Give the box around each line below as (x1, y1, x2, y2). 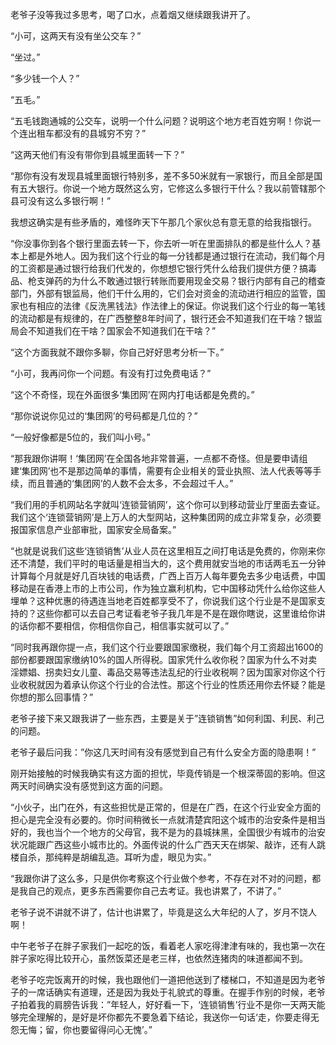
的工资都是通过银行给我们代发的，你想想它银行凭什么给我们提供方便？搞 (10, 263, 308, 274)
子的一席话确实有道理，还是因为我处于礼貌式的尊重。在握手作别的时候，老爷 (10, 986, 326, 998)
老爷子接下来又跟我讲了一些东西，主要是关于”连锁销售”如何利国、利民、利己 (10, 713, 325, 724)
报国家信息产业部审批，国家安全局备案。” (10, 524, 177, 535)
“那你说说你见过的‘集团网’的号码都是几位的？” (10, 410, 198, 422)
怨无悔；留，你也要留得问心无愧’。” (10, 1024, 153, 1035)
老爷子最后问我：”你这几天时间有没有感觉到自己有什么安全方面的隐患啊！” (10, 746, 317, 758)
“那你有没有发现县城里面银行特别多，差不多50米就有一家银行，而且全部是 (10, 170, 315, 182)
